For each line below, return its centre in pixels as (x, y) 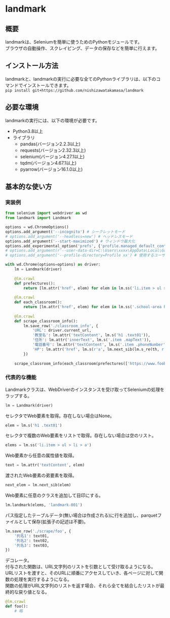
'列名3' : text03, (32, 546)
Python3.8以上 (28, 131)
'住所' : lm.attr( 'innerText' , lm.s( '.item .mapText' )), (92, 340)
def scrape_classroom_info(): (46, 321)
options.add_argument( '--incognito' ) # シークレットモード (65, 232)
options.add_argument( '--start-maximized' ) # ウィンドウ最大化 (70, 241)
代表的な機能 (21, 377)
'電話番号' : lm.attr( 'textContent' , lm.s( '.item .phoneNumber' (99, 345)
